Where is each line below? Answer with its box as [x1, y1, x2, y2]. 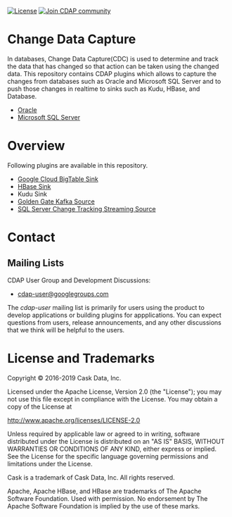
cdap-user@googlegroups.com [17, 289, 109, 298]
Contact [7, 230, 56, 246]
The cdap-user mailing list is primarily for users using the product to [7, 303, 205, 311]
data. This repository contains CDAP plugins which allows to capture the [7, 69, 217, 77]
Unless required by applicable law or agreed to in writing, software [7, 430, 200, 438]
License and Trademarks [7, 351, 155, 366]
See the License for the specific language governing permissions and [7, 451, 209, 461]
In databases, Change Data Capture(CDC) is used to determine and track [7, 54, 219, 63]
